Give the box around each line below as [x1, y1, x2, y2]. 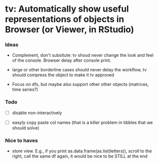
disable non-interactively [12, 110, 62, 115]
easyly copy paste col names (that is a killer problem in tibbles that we [12, 119, 153, 125]
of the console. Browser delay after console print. [12, 57, 111, 64]
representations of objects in [5, 14, 124, 25]
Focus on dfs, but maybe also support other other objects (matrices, [12, 82, 149, 87]
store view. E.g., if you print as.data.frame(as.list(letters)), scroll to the [12, 148, 152, 154]
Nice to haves [5, 137, 38, 144]
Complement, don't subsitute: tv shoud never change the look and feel [12, 52, 154, 58]
